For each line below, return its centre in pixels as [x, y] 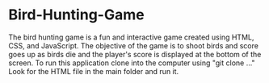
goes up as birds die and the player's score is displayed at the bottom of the [135, 54]
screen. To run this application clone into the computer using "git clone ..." [132, 63]
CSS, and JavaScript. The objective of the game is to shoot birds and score [133, 45]
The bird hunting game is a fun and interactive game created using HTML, [131, 37]
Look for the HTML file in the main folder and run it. [94, 71]
